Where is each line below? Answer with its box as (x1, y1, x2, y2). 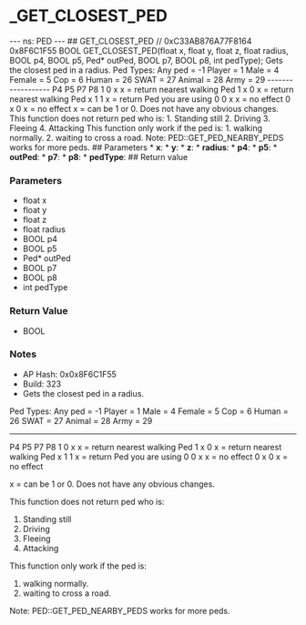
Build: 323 (22, 378, 62, 389)
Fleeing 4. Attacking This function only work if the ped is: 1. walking (9, 122, 262, 133)
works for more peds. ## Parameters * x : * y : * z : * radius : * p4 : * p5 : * (9, 142, 278, 153)
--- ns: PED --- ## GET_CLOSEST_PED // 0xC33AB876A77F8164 (9, 35, 252, 46)
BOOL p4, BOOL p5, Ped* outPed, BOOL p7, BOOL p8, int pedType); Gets (9, 55, 284, 66)
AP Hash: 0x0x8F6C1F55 (22, 368, 117, 379)
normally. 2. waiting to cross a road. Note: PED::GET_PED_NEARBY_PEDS (9, 132, 284, 143)
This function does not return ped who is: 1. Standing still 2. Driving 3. (9, 113, 270, 124)
